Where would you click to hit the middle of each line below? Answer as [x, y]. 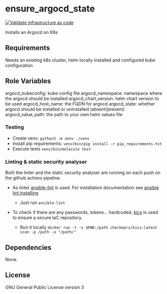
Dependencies [28, 247]
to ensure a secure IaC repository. [47, 217]
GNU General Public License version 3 [44, 287]
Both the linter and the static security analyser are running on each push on [83, 172]
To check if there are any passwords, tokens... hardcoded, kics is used [85, 212]
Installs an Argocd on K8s [32, 32]
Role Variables [28, 81]
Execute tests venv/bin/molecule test [51, 148]
